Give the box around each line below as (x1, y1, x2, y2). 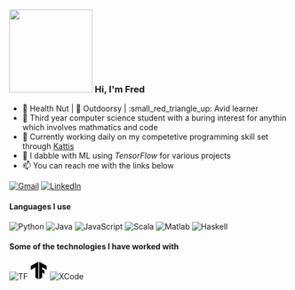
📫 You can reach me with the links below (21, 161, 175, 171)
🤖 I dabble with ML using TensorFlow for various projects (21, 151, 231, 161)
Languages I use (9, 200, 71, 212)
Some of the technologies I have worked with (9, 241, 179, 252)
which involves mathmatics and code (21, 122, 158, 133)
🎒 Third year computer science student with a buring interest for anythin (21, 113, 287, 123)
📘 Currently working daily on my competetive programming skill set (21, 131, 269, 142)
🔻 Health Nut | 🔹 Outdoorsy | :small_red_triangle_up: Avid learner (21, 103, 259, 114)
